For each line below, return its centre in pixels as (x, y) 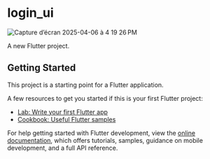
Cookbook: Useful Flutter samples (66, 119)
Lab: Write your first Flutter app (63, 112)
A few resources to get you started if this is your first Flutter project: (105, 98)
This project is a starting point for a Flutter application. (85, 85)
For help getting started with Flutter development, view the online (101, 133)
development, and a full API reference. (63, 148)
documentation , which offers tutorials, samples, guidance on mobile (105, 140)
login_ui (30, 13)
